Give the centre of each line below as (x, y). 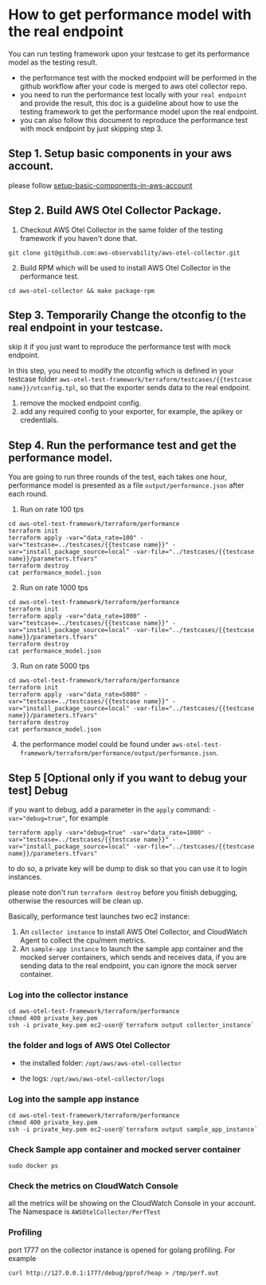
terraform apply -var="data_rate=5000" (74, 695)
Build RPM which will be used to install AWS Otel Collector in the (125, 267)
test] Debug (38, 791)
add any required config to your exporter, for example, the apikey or (131, 412)
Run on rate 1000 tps (54, 587)
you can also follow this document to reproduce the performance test (134, 120)
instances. (25, 877)
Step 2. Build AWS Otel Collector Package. (115, 210)
